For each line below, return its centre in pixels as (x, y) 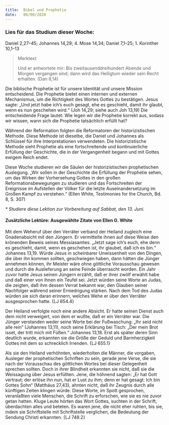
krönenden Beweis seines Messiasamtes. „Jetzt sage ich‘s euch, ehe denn (82, 242)
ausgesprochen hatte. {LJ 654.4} (40, 301)
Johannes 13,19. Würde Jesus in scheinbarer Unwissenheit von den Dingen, (84, 253)
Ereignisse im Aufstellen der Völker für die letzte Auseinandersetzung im (80, 188)
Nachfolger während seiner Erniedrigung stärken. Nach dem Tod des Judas (84, 291)
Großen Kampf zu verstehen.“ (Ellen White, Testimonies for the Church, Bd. (83, 194)
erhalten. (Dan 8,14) (38, 79)
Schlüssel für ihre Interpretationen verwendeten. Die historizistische (76, 141)
